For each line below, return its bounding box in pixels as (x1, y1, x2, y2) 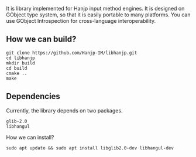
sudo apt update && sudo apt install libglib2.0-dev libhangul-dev (6, 145, 174, 151)
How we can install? (6, 134, 54, 141)
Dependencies (6, 91, 60, 101)
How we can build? (6, 35, 77, 45)
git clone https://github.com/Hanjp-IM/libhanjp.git (6, 50, 137, 56)
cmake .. (6, 70, 27, 76)
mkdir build (6, 60, 35, 66)
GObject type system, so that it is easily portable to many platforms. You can (6, 11, 191, 18)
